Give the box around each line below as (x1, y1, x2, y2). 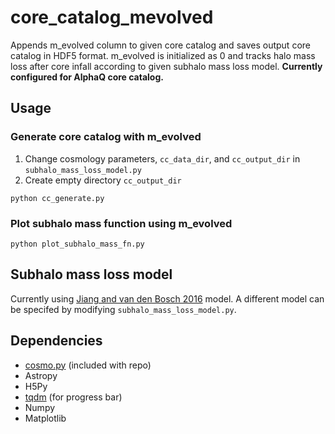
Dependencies (10, 332, 103, 350)
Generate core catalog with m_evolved (10, 130, 202, 144)
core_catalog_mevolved (10, 6, 214, 29)
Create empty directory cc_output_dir (24, 174, 182, 186)
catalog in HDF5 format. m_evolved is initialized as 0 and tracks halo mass (10, 49, 316, 61)
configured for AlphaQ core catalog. (10, 71, 164, 83)
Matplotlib (24, 412, 67, 424)
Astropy (24, 369, 58, 381)
